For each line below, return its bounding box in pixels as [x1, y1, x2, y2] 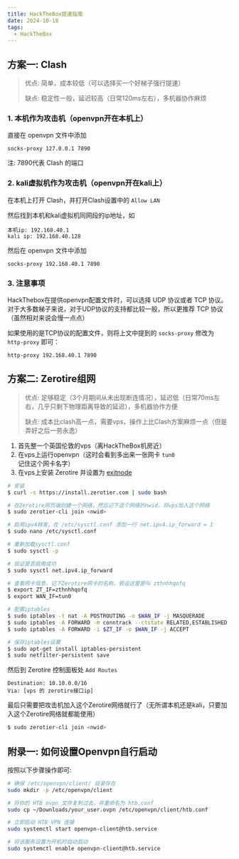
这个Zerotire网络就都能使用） [13, 710, 100, 719]
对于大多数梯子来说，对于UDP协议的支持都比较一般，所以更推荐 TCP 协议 [7, 304, 224, 313]
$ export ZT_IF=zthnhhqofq [7, 586, 87, 594]
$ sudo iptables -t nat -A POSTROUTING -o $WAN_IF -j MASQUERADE [7, 612, 205, 620]
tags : [7, 24, 23, 31]
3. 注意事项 [7, 278, 46, 288]
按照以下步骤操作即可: [7, 766, 73, 774]
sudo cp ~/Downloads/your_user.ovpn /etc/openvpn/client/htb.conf [7, 806, 208, 813]
